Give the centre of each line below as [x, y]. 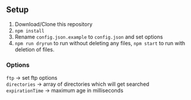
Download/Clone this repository [54, 24]
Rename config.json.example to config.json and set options [89, 37]
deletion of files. [34, 49]
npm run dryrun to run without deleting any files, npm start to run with [100, 43]
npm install [29, 31]
